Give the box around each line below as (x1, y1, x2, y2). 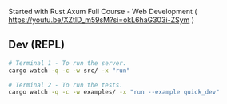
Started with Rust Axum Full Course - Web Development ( (8, 7, 197, 16)
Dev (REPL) (8, 38, 66, 52)
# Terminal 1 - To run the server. (8, 59, 127, 67)
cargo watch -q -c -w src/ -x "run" (8, 67, 130, 75)
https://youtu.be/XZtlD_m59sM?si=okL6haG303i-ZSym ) (8, 15, 194, 25)
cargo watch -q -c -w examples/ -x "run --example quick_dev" (8, 88, 220, 96)
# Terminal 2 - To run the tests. (8, 81, 124, 89)
